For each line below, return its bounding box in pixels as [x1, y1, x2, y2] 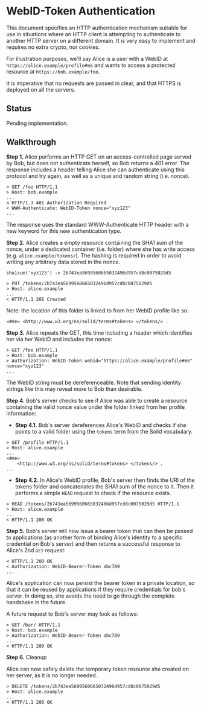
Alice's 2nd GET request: [6, 546, 66, 554]
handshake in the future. [6, 598, 68, 605]
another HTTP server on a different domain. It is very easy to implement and [6, 37, 196, 44]
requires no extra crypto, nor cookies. [6, 43, 101, 51]
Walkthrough [6, 137, 56, 147]
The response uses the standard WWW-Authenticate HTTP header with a [6, 221, 189, 228]
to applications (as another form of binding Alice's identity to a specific [6, 534, 183, 541]
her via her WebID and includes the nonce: [6, 335, 113, 343]
